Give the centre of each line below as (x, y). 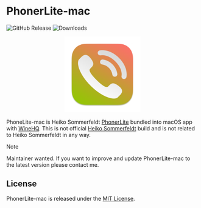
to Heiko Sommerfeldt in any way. (49, 135)
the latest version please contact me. (53, 164)
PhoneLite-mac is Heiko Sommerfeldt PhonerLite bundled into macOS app (100, 122)
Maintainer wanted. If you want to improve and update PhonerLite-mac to (98, 158)
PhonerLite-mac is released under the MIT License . (71, 198)
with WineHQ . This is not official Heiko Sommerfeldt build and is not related (101, 128)
